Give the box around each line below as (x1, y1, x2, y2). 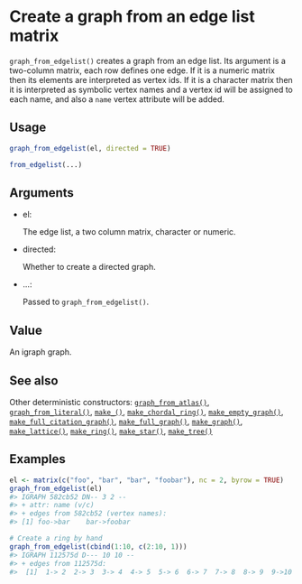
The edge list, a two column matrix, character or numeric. (22, 227, 236, 237)
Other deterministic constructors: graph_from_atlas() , (9, 396, 210, 407)
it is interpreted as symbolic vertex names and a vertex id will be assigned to (9, 84, 293, 95)
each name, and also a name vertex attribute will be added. (9, 93, 225, 105)
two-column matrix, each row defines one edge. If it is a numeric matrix (9, 65, 275, 76)
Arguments (9, 185, 75, 200)
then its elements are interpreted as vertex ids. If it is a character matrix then (9, 74, 293, 85)
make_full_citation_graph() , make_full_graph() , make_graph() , (9, 415, 243, 426)
